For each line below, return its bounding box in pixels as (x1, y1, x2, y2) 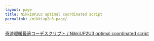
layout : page (5, 7, 32, 12)
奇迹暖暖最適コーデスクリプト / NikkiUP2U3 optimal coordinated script (5, 31, 149, 37)
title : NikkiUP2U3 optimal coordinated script (5, 12, 103, 17)
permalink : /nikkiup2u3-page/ (5, 16, 68, 21)
